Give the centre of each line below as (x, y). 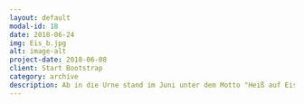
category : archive (44, 77)
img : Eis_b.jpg (38, 43)
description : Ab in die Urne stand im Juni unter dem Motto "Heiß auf (145, 85)
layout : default (40, 18)
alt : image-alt (38, 52)
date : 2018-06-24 (42, 34)
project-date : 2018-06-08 (58, 60)
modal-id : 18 (34, 26)
